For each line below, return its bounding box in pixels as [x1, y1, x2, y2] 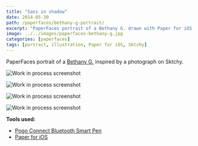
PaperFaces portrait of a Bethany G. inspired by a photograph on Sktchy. [6, 58, 184, 65]
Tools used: [6, 115, 36, 122]
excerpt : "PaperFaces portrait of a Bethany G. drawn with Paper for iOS [6, 25, 193, 31]
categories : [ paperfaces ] [6, 36, 70, 42]
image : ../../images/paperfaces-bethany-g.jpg [6, 31, 123, 37]
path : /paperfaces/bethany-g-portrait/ [6, 20, 105, 26]
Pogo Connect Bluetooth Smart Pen [14, 127, 102, 134]
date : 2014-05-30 [6, 14, 49, 20]
